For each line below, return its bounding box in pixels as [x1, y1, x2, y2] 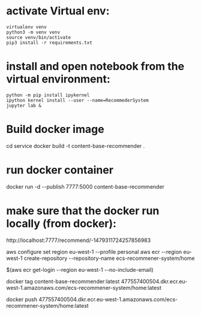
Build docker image [6, 123, 104, 136]
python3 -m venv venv [6, 29, 61, 35]
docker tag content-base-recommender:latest [6, 277, 120, 285]
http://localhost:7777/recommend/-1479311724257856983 [6, 237, 151, 244]
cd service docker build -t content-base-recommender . [6, 142, 145, 149]
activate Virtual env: [6, 4, 110, 18]
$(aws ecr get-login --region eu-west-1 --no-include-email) [6, 266, 154, 273]
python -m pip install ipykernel [6, 92, 90, 98]
